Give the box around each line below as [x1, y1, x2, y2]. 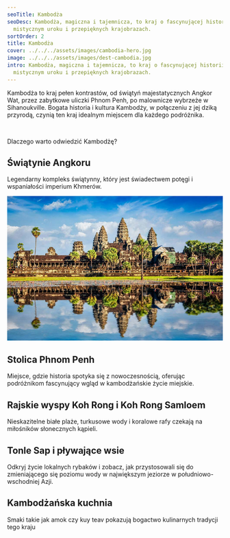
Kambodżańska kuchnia [7, 498, 113, 509]
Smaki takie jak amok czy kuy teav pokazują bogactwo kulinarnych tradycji [7, 515, 218, 524]
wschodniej [7, 478, 40, 486]
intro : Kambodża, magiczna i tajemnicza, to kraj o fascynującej [7, 62, 197, 69]
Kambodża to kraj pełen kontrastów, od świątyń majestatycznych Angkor [7, 89, 213, 97]
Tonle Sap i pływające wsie [7, 445, 125, 456]
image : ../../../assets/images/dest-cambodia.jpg [7, 55, 152, 62]
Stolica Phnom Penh [7, 353, 95, 365]
